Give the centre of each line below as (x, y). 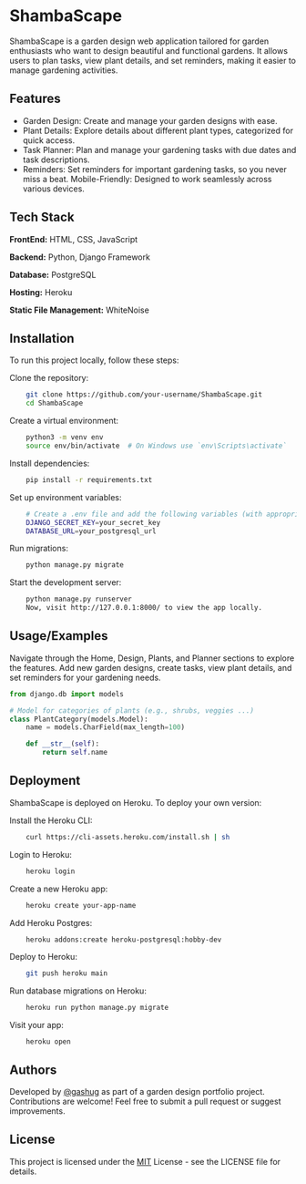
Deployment (45, 781)
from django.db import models (67, 694)
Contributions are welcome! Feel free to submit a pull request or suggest (145, 1101)
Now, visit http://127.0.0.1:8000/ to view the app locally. (144, 608)
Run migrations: (39, 549)
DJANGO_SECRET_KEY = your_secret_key (93, 522)
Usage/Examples (59, 636)
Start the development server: (66, 582)
